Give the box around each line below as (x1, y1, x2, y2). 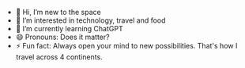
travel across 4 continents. (15, 52, 103, 62)
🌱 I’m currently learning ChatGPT (15, 24, 124, 33)
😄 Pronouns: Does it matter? (15, 32, 110, 41)
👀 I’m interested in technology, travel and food (15, 16, 166, 25)
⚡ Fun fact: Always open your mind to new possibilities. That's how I (15, 41, 238, 50)
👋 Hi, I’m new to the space (15, 8, 101, 16)
